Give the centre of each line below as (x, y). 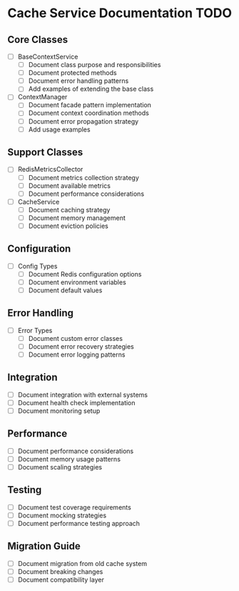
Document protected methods (72, 73)
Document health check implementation (76, 402)
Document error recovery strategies (81, 346)
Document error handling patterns (78, 81)
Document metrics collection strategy (83, 177)
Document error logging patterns (77, 354)
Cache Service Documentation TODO (120, 13)
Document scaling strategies (60, 467)
